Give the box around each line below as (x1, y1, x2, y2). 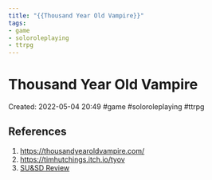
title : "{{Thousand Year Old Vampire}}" (8, 11, 145, 20)
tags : (8, 19, 26, 27)
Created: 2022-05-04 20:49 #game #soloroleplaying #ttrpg (8, 102, 205, 112)
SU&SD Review (19, 162, 70, 172)
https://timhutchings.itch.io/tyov (19, 155, 125, 164)
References (8, 125, 67, 139)
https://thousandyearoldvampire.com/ (19, 146, 145, 155)
